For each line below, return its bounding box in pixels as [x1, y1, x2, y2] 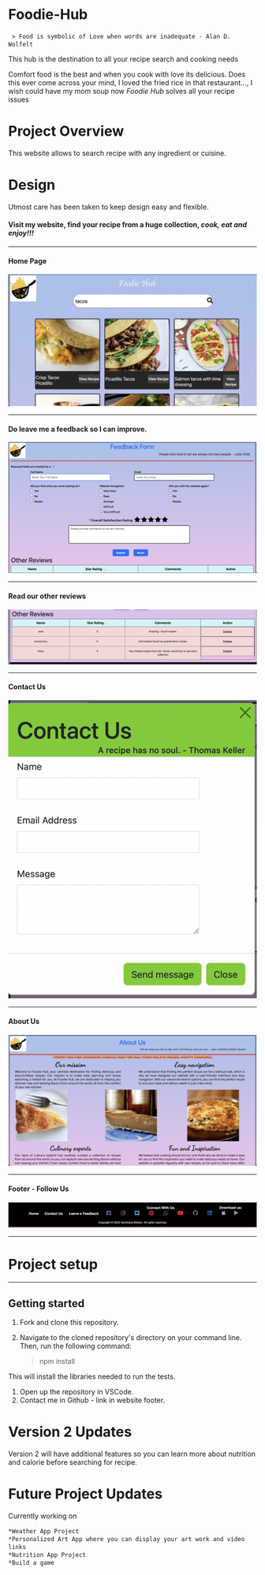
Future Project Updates [8, 1485, 163, 1503]
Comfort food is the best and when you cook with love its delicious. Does [8, 69, 246, 79]
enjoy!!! [8, 229, 34, 238]
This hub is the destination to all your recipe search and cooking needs [8, 54, 239, 64]
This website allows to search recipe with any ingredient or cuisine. [8, 148, 226, 158]
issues [8, 95, 29, 104]
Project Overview [8, 122, 125, 140]
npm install [39, 1356, 75, 1365]
